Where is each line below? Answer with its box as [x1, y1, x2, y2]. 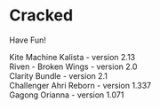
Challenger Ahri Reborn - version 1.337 [9, 80, 152, 90]
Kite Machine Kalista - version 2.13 [9, 51, 136, 62]
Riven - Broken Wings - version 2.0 [9, 61, 138, 72]
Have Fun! [9, 35, 47, 45]
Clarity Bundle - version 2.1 [9, 70, 108, 81]
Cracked [9, 5, 74, 26]
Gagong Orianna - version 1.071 [9, 90, 124, 100]
